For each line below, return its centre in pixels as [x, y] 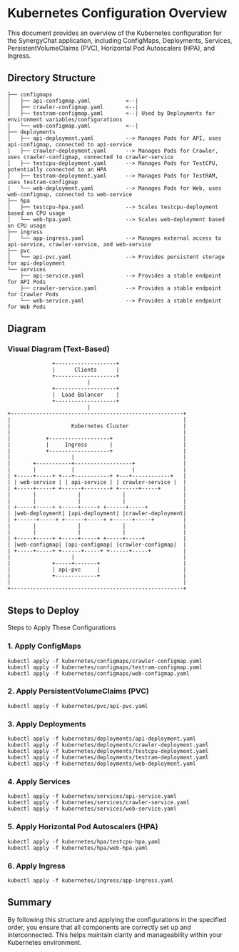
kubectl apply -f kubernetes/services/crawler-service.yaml [99, 803]
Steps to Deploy [44, 611]
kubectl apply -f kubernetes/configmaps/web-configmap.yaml [99, 673]
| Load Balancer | [86, 395]
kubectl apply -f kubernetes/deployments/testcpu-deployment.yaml [108, 751]
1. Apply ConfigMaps [44, 646]
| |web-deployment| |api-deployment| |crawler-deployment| [97, 514]
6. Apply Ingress [36, 866]
